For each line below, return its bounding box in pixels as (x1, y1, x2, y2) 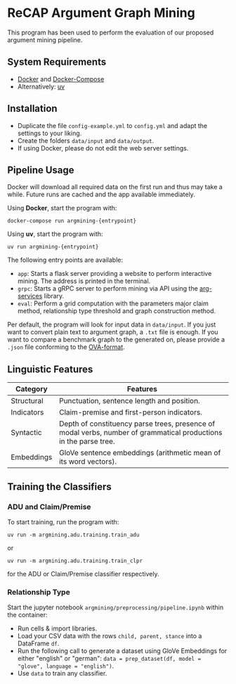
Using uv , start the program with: (7, 230, 103, 239)
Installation (7, 103, 58, 115)
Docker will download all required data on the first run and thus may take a (7, 183, 223, 191)
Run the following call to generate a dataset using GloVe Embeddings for (17, 647, 228, 655)
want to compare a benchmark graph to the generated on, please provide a (7, 336, 225, 344)
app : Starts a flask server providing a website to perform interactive (17, 270, 212, 278)
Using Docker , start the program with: (7, 204, 117, 213)
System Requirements (7, 56, 107, 68)
